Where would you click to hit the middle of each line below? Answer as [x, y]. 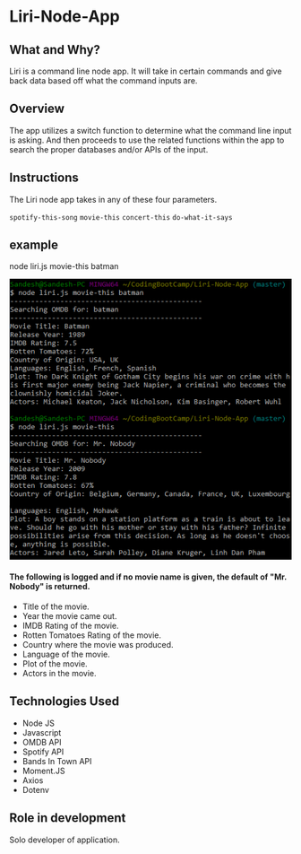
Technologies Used [64, 701]
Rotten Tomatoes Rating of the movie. [92, 635]
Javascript [42, 732]
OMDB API [42, 742]
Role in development [68, 818]
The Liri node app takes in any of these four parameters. [113, 199]
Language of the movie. [66, 654]
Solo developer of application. [65, 840]
